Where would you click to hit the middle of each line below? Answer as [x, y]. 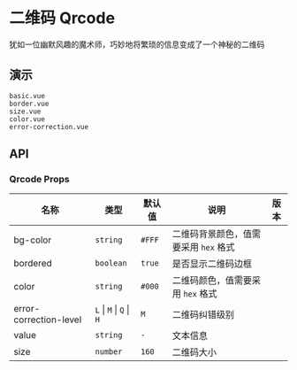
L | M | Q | [112, 310]
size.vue [25, 112]
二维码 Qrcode [62, 18]
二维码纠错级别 [203, 315]
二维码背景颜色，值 [212, 234]
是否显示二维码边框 [212, 264]
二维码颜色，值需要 [212, 281]
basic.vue [27, 96]
